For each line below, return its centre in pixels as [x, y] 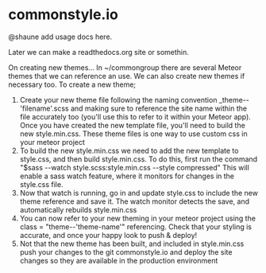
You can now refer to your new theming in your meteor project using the [138, 218]
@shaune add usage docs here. [60, 37]
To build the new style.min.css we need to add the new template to [129, 150]
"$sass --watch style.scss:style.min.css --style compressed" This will [135, 167]
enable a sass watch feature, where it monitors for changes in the [127, 176]
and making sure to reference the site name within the [159, 108]
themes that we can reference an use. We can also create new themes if [127, 76]
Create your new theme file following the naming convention [118, 99]
